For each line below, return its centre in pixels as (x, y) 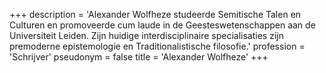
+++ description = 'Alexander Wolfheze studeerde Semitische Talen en (155, 14)
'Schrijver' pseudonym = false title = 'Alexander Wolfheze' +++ (139, 57)
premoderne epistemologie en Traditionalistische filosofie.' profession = (157, 46)
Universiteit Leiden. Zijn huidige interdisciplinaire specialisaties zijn (146, 35)
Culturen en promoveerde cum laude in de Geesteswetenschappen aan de (162, 25)
